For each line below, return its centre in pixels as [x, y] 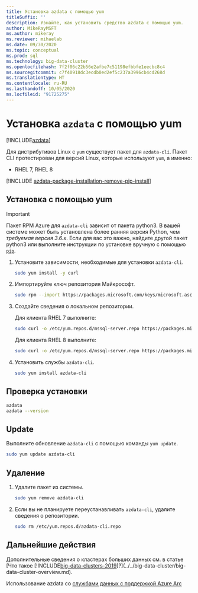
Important [18, 213]
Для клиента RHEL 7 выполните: [55, 318]
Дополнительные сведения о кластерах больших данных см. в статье [95, 559]
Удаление [26, 473]
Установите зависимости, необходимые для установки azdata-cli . [99, 262]
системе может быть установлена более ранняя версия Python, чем [93, 231]
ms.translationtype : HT [35, 78]
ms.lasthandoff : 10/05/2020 [41, 89]
